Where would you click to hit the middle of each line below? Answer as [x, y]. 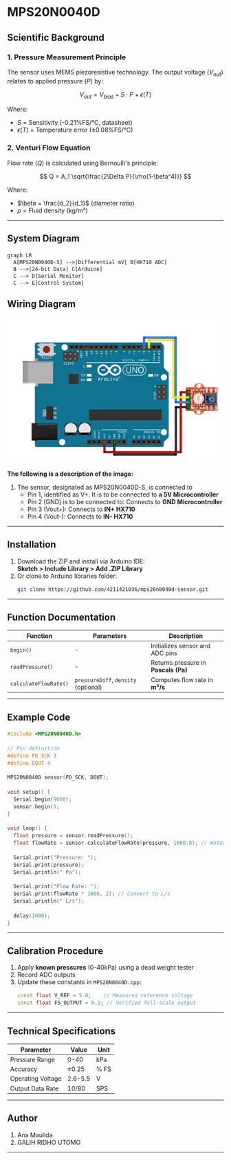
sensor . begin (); [36, 807]
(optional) [88, 687]
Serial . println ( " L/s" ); [49, 901]
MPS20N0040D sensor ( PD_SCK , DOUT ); [58, 778]
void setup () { [29, 792]
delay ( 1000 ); [32, 916]
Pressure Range [32, 1059]
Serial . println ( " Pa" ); [47, 872]
